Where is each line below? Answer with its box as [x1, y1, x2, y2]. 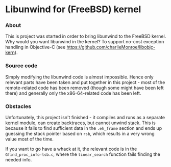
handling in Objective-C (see [5, 44, 66, 50]
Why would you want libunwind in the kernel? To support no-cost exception [5, 39, 164, 45]
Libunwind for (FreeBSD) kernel [5, 4, 141, 15]
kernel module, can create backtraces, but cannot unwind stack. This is [5, 120, 156, 126]
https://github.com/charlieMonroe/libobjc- [66, 44, 156, 50]
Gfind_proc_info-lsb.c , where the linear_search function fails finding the [5, 151, 161, 157]
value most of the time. [5, 136, 54, 142]
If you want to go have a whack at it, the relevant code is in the [5, 146, 137, 152]
